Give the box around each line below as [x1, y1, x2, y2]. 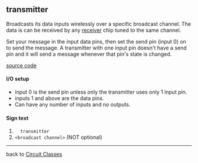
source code [6, 62, 37, 69]
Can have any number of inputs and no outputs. [14, 101, 131, 108]
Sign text [6, 114, 29, 121]
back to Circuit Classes [6, 151, 62, 158]
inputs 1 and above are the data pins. [14, 95, 104, 102]
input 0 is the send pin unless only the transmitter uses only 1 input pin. [14, 88, 187, 96]
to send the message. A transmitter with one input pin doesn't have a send [6, 44, 187, 51]
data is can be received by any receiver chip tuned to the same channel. [6, 26, 181, 34]
